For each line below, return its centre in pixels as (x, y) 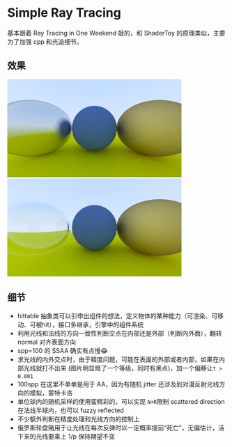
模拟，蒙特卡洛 (51, 393)
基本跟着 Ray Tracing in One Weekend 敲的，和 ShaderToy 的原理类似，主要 (116, 33)
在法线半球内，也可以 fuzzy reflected (70, 410)
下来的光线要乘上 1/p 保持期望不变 (66, 436)
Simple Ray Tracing (64, 13)
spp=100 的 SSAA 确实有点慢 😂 (62, 350)
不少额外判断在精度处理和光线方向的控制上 (78, 418)
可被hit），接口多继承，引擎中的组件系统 (87, 324)
